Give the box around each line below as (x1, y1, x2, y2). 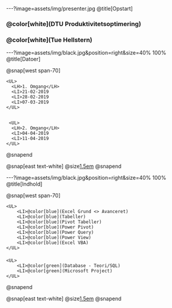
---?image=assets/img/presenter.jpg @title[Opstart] (6, 5, 133, 12)
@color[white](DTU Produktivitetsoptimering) (6, 20, 141, 28)
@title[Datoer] (6, 56, 41, 63)
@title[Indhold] (6, 180, 43, 188)
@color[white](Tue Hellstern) (6, 36, 93, 44)
